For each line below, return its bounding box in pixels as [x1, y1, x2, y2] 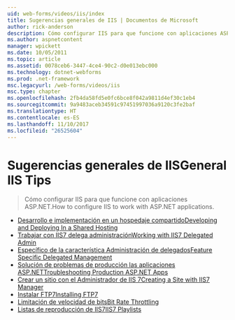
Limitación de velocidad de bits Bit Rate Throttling [17, 298, 159, 306]
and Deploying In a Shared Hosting [17, 224, 118, 232]
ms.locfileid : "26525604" [7, 127, 83, 134]
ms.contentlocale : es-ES [7, 114, 80, 121]
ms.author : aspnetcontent [7, 36, 83, 43]
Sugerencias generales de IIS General [7, 157, 227, 173]
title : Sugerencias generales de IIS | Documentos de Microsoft [7, 17, 199, 24]
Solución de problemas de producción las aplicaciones [17, 261, 176, 269]
